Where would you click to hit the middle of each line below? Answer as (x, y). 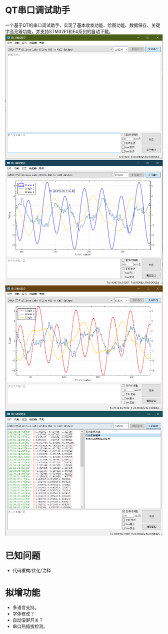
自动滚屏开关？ (28, 620)
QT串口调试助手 (38, 10)
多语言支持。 (25, 607)
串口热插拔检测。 (30, 626)
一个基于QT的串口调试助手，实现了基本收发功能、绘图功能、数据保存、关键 (83, 25)
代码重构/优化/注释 (31, 571)
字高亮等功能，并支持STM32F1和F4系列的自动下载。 (59, 31)
